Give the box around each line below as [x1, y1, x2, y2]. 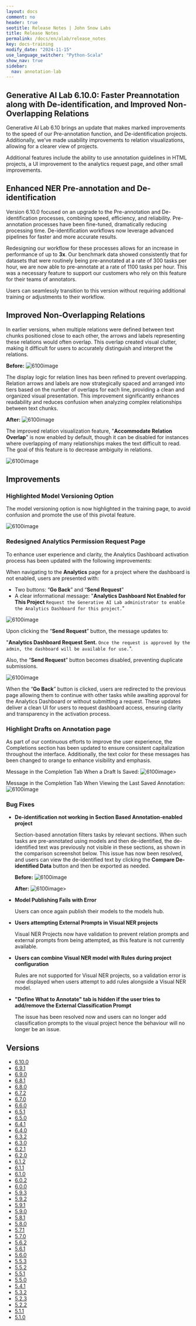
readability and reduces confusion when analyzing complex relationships [6, 398, 183, 405]
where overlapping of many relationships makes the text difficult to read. [6, 440, 181, 447]
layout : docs [6, 8, 38, 15]
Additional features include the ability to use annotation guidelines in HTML [6, 154, 187, 161]
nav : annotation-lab [11, 69, 61, 74]
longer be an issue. [14, 1026, 61, 1033]
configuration [14, 961, 49, 968]
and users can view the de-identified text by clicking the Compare [14, 856, 175, 863]
